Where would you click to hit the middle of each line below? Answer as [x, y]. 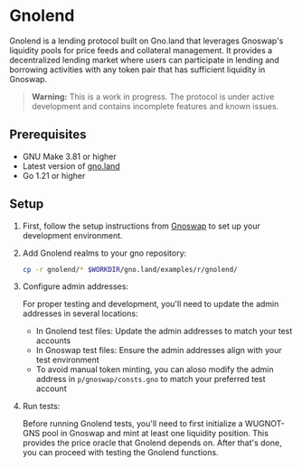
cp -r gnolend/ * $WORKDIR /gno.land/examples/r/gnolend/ [130, 269]
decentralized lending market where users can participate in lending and [145, 60]
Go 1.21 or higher [54, 175]
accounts [53, 341]
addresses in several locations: [80, 313]
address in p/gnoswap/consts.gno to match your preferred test [151, 379]
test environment [67, 360]
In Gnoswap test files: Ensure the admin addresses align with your [159, 350]
